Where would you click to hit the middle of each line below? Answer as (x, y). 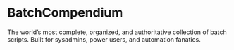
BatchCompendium (65, 13)
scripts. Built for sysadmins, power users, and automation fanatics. (104, 39)
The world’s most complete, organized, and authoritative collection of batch (117, 32)
